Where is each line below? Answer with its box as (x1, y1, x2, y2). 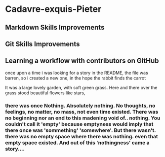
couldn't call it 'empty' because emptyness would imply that (5, 120, 154, 127)
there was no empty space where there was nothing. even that (5, 133, 158, 140)
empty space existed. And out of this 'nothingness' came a (5, 139, 150, 146)
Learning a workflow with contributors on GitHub (5, 57, 159, 65)
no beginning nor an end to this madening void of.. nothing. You (5, 115, 161, 121)
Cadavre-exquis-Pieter (5, 3, 102, 15)
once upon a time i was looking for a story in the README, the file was (5, 70, 148, 76)
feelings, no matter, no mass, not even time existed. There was (5, 108, 159, 115)
